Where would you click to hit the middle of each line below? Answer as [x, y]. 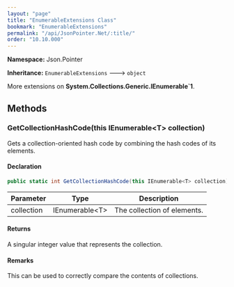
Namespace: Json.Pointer [45, 59]
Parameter [29, 198]
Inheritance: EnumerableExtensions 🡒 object [77, 73]
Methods [27, 108]
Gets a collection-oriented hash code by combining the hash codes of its [112, 143]
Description [159, 198]
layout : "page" [29, 14]
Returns [19, 229]
